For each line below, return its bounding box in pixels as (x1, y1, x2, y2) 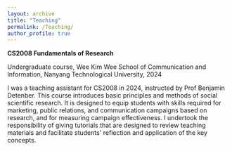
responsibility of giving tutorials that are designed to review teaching (7, 121, 206, 130)
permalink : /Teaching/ (7, 23, 74, 30)
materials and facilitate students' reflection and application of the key (7, 129, 208, 137)
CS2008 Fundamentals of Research (7, 49, 114, 58)
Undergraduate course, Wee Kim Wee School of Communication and (7, 63, 207, 71)
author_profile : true (7, 29, 71, 37)
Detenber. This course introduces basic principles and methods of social (7, 91, 218, 100)
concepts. (7, 136, 37, 145)
